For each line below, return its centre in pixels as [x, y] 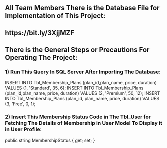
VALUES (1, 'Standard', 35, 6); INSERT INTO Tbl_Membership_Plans [74, 88]
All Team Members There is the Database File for [82, 8]
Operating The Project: [41, 58]
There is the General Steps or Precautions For [77, 50]
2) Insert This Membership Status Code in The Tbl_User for [78, 117]
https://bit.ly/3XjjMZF [40, 33]
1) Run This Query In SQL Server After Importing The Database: [83, 72]
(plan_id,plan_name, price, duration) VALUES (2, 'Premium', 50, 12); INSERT [83, 93]
